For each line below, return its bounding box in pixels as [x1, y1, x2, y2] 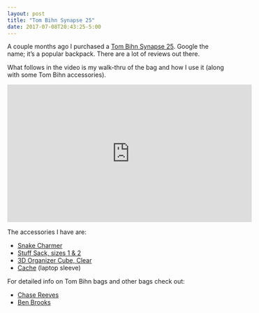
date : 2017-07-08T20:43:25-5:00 [7, 23, 101, 30]
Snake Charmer [17, 242, 63, 250]
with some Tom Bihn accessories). [7, 71, 107, 79]
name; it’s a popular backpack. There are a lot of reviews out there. [7, 50, 200, 58]
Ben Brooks [17, 298, 51, 307]
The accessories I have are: [7, 228, 87, 236]
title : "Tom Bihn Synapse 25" [7, 17, 96, 24]
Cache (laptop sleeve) [17, 263, 82, 272]
